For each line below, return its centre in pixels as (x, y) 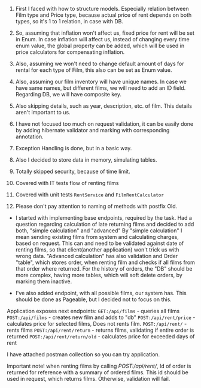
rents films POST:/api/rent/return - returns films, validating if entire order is (100, 330)
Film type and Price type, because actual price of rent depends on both (103, 15)
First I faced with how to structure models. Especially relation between (102, 9)
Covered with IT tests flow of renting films (67, 183)
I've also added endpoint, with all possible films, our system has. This (101, 293)
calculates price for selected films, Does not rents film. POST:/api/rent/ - (97, 324)
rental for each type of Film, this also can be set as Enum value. (94, 70)
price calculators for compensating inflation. (70, 52)
